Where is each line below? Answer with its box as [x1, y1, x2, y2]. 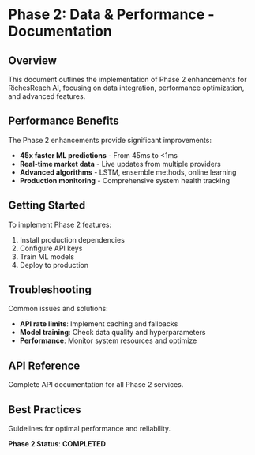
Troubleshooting [8, 283, 92, 297]
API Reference [8, 359, 81, 372]
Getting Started [8, 199, 86, 212]
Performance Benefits [8, 115, 120, 128]
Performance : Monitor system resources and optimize [19, 336, 197, 345]
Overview [8, 54, 58, 67]
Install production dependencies [19, 235, 125, 244]
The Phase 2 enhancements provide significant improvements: [8, 135, 212, 145]
